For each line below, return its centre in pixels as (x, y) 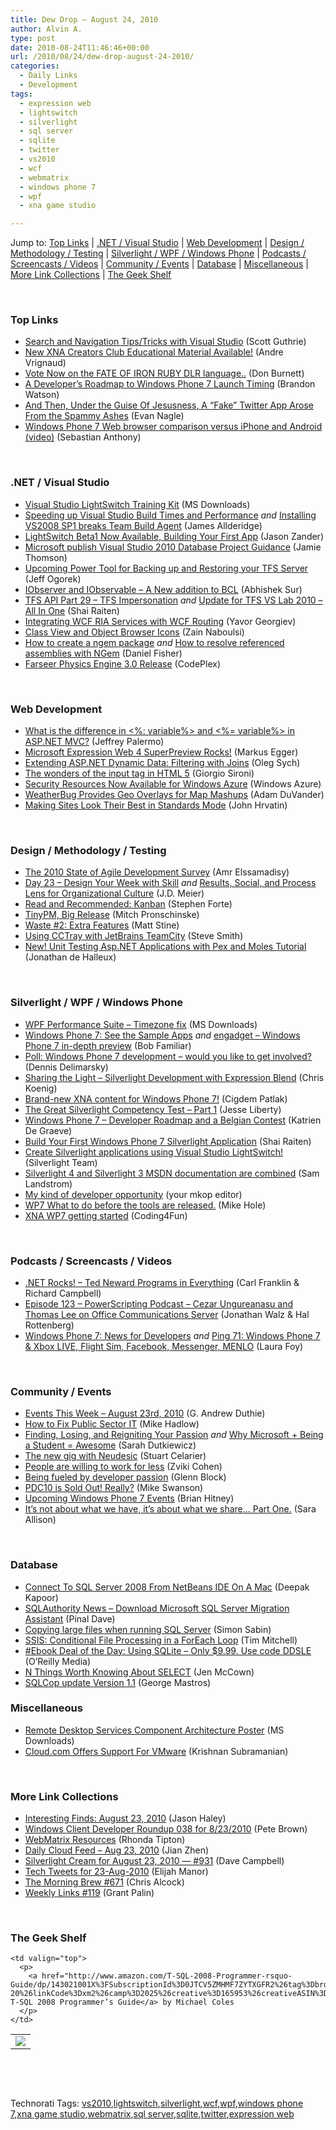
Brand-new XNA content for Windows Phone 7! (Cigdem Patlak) (156, 1098)
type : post (33, 38)
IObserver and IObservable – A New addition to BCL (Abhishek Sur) (163, 589)
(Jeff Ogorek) (53, 578)
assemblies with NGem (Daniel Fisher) (103, 653)
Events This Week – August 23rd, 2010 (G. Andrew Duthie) (145, 1413)
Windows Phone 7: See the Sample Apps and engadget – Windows (162, 1035)
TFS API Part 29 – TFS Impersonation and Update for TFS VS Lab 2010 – (173, 600)
